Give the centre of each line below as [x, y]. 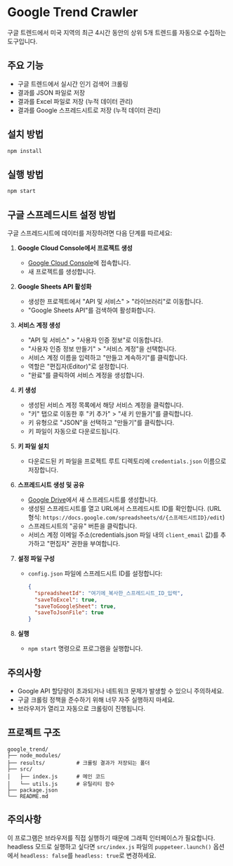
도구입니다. [22, 41]
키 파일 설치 [33, 446]
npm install [25, 151]
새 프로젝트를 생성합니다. [62, 272]
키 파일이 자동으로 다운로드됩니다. [74, 431]
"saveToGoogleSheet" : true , [75, 606]
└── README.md [28, 796]
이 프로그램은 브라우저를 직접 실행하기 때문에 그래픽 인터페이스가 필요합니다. [111, 838]
